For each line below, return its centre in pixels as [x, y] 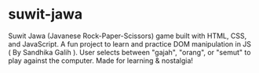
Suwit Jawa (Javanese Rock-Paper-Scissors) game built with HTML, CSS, [128, 36]
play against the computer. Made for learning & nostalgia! [101, 61]
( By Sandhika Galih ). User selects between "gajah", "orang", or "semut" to [129, 52]
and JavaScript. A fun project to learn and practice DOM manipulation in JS [130, 43]
